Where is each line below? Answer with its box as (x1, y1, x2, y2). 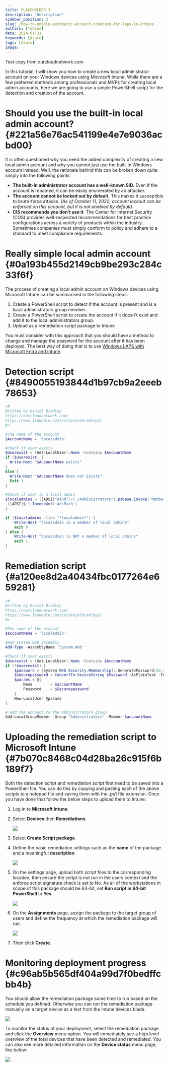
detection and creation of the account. (5, 90, 85, 96)
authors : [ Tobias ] (5, 26, 44, 31)
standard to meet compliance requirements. (12, 230, 104, 236)
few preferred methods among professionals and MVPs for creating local (5, 79, 156, 85)
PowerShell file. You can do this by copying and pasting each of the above (5, 785, 159, 791)
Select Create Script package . (12, 835, 76, 841)
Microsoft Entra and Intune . (5, 348, 62, 354)
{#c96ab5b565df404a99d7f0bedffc (5, 968, 161, 980)
